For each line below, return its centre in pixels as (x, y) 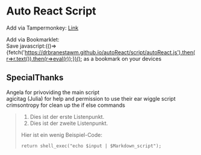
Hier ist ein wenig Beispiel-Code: (62, 134)
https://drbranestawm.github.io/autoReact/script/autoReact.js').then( (110, 52)
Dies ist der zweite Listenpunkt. (69, 123)
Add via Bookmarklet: (33, 39)
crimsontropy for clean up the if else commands (66, 105)
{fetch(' (16, 52)
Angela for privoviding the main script (53, 92)
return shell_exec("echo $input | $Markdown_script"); (91, 146)
